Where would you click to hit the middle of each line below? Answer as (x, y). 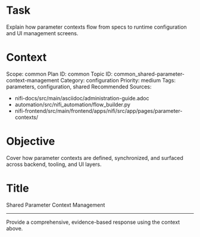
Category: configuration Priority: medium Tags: (118, 80)
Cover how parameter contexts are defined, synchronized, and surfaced (95, 158)
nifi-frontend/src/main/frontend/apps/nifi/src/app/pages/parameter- (99, 110)
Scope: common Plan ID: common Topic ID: (60, 74)
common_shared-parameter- (149, 74)
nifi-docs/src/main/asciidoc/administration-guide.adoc (82, 98)
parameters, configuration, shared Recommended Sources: (79, 87)
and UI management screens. (42, 33)
